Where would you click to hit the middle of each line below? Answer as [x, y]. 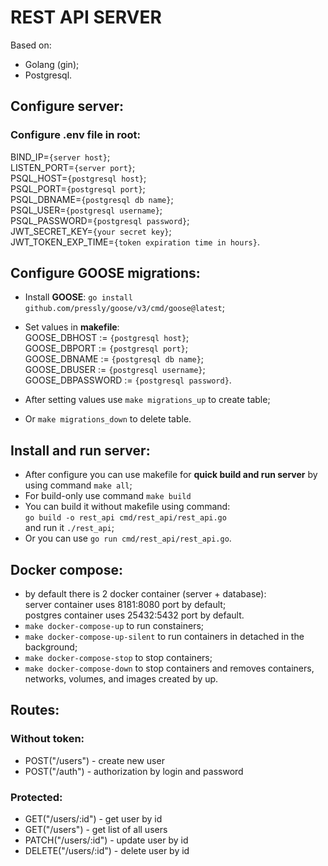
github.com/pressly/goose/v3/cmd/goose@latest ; [125, 308]
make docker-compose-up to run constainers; [114, 626]
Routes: [35, 710]
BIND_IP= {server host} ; [60, 157]
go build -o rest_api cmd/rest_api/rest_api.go [125, 518]
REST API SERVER [86, 17]
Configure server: [67, 106]
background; [51, 647]
